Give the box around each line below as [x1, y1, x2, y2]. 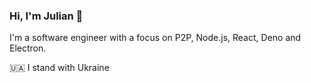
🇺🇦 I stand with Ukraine [9, 62, 110, 74]
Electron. [9, 42, 47, 54]
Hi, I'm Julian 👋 [9, 9, 84, 23]
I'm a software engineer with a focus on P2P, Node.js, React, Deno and [9, 32, 302, 44]
